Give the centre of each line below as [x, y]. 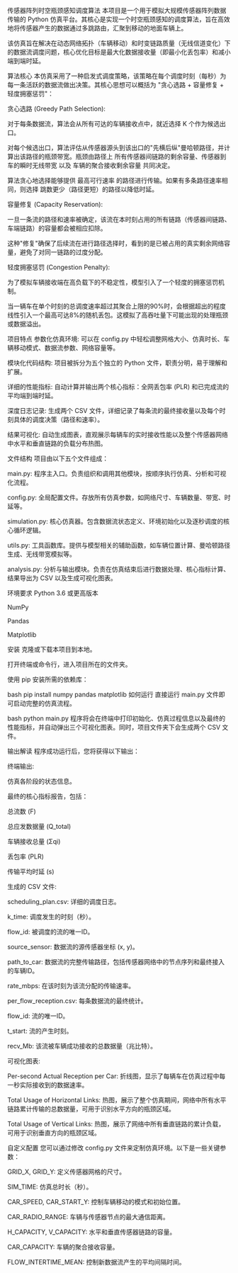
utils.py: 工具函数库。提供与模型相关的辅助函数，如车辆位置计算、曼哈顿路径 [119, 545]
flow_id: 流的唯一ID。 [38, 1016]
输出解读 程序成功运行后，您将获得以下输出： [73, 751]
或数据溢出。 [26, 324]
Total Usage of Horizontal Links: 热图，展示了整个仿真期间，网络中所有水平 [117, 1100]
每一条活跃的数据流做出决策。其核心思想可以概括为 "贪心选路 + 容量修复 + [116, 85]
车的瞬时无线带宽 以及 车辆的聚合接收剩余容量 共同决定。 [91, 165]
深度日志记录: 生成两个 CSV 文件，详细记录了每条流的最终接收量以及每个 [113, 411]
